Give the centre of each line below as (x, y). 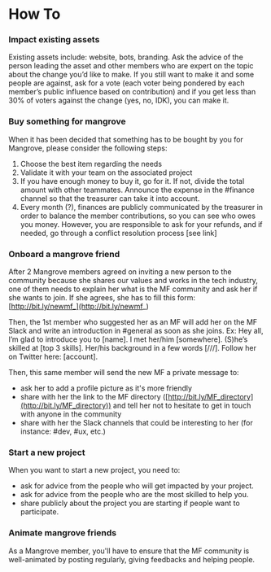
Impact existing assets (54, 40)
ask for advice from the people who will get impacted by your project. (137, 486)
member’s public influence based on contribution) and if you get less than (132, 92)
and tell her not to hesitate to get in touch (182, 406)
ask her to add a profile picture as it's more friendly (106, 388)
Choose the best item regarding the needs (91, 164)
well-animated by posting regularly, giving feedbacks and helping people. (131, 559)
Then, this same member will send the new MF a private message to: (124, 373)
